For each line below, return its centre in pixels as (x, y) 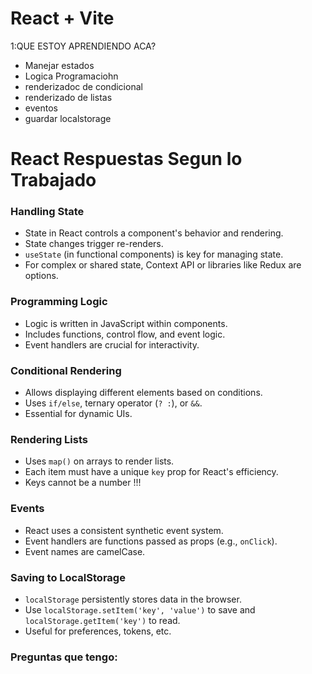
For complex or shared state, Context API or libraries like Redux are (163, 265)
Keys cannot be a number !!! (83, 483)
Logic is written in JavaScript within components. (126, 323)
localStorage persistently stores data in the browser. (133, 599)
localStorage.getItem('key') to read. (102, 620)
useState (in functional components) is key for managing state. (154, 254)
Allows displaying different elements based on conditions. (143, 393)
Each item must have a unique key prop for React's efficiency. (151, 472)
